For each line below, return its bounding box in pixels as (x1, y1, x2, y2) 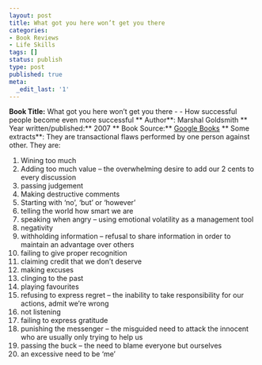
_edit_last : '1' (16, 85, 70, 93)
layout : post (9, 11, 52, 20)
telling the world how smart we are (20, 207, 134, 216)
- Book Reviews (9, 33, 59, 42)
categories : (9, 26, 48, 34)
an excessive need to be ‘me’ (20, 349, 116, 359)
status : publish (9, 56, 63, 64)
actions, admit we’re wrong (20, 298, 109, 309)
